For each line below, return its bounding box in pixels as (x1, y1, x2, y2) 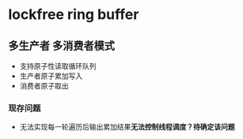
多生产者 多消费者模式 (8, 39, 115, 52)
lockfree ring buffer (8, 6, 139, 24)
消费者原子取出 (19, 81, 69, 90)
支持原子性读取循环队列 (19, 62, 97, 70)
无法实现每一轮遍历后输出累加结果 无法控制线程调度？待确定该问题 (19, 122, 235, 132)
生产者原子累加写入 (19, 71, 83, 81)
